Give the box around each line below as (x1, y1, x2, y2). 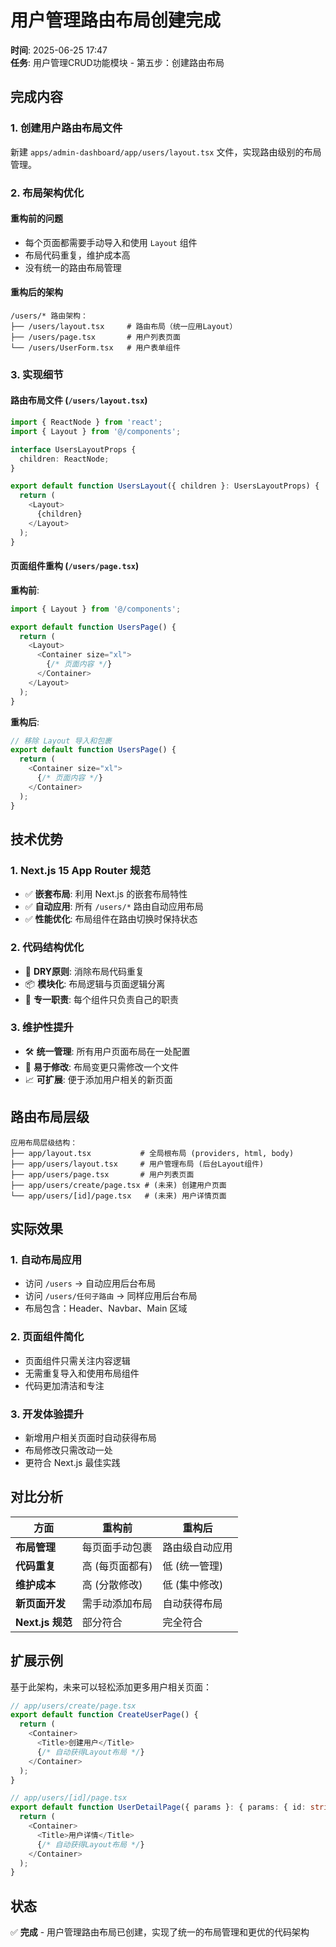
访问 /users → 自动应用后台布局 (24, 1277, 156, 1290)
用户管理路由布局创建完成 (10, 9, 222, 32)
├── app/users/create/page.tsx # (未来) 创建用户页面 (10, 1180, 227, 1190)
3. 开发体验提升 (10, 1407, 85, 1421)
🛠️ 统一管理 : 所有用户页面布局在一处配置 (24, 1045, 191, 1057)
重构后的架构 (10, 286, 63, 298)
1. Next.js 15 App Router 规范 (10, 863, 151, 877)
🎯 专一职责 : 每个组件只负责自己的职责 (24, 993, 179, 1005)
